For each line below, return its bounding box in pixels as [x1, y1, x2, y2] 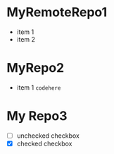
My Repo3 [6, 108, 68, 124]
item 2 [16, 35, 36, 43]
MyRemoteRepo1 [6, 4, 108, 20]
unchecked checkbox [16, 131, 80, 140]
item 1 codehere [16, 83, 61, 92]
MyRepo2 [6, 60, 65, 76]
